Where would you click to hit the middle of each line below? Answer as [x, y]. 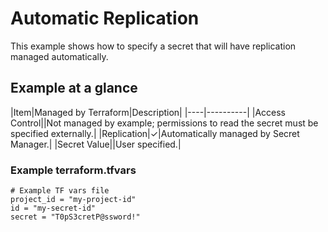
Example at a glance [74, 88]
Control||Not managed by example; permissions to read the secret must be [164, 123]
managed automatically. [59, 56]
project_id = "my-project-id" [73, 200]
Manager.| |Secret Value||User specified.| [96, 144]
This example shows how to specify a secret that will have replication [153, 46]
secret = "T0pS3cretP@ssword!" [75, 217]
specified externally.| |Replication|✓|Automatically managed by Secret [155, 133]
